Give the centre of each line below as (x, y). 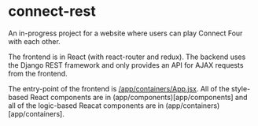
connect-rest (52, 11)
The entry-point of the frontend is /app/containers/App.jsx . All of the (119, 88)
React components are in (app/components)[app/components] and (139, 97)
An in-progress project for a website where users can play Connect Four (125, 33)
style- (240, 88)
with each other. (34, 41)
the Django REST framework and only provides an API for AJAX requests (126, 65)
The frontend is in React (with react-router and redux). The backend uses (127, 57)
